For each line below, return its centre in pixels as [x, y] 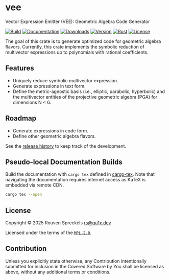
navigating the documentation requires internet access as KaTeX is [76, 180]
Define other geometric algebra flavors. [54, 136]
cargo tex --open [24, 195]
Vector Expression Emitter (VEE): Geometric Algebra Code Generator [78, 21]
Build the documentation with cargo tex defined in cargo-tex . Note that [80, 174]
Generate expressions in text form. [49, 86]
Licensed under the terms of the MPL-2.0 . [48, 233]
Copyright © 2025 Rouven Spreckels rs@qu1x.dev [58, 223]
